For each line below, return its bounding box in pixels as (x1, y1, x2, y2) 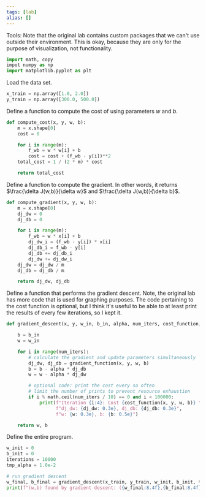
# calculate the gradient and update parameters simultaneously (28, 354, 196, 360)
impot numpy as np (6, 62, 53, 68)
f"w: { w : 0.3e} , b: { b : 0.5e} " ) (55, 411, 139, 417)
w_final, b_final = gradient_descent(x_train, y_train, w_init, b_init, (6, 479, 196, 485)
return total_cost (17, 170, 64, 176)
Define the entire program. (6, 433, 74, 441)
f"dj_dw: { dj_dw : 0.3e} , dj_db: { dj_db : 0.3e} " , (55, 405, 183, 411)
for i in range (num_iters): (17, 349, 89, 355)
